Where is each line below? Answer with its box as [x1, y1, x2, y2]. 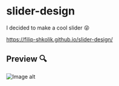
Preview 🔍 [6, 54, 47, 64]
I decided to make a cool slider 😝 [6, 24, 90, 31]
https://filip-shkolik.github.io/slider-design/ [6, 35, 113, 43]
